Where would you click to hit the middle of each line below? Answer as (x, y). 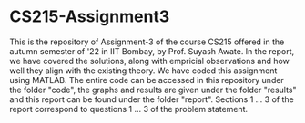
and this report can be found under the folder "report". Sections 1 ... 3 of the (152, 99)
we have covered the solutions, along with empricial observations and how (149, 61)
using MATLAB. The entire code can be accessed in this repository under (147, 80)
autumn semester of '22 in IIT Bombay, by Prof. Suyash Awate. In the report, (152, 51)
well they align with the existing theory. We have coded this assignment (143, 71)
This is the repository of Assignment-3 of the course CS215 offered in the (147, 42)
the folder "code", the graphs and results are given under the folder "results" (153, 90)
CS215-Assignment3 (90, 17)
